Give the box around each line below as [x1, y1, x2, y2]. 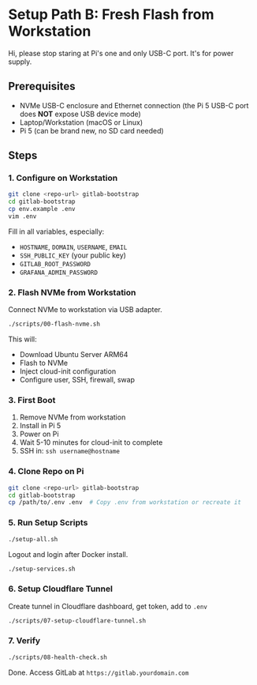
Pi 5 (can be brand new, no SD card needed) [19, 126, 164, 135]
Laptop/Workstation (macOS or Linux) [19, 117, 143, 127]
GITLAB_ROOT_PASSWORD [19, 260, 91, 268]
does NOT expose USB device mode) [19, 109, 142, 119]
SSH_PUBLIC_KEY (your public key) [19, 250, 126, 260]
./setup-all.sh [8, 535, 58, 543]
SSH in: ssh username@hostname [19, 446, 121, 456]
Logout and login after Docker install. [8, 549, 128, 559]
